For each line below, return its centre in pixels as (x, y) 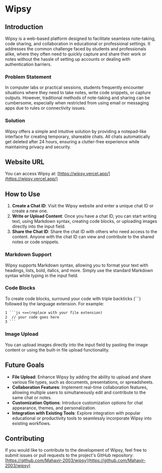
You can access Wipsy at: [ (32, 174)
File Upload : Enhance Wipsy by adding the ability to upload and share (81, 377)
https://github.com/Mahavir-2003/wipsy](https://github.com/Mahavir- (76, 460)
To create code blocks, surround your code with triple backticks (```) (73, 298)
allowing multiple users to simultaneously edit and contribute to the (79, 392)
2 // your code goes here (32, 317)
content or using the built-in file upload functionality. (57, 350)
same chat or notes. (32, 397)
